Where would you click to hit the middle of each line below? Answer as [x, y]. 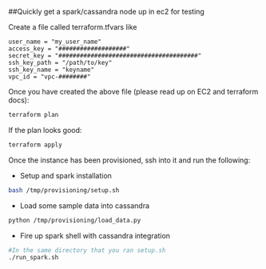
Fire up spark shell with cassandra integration [95, 235]
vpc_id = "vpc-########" [50, 77]
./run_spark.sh [34, 258]
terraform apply [35, 145]
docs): [19, 100]
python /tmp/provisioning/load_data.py [75, 220]
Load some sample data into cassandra [85, 205]
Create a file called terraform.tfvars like [73, 27]
